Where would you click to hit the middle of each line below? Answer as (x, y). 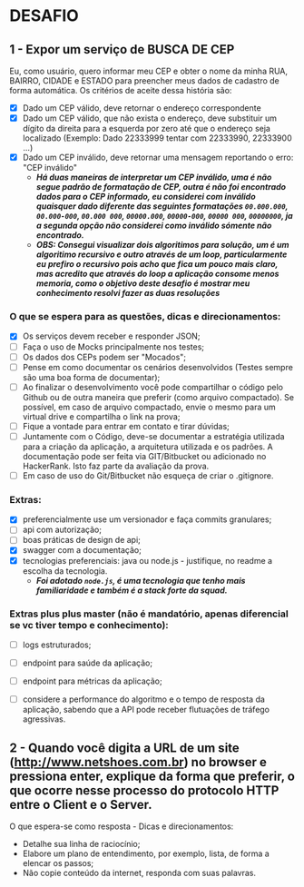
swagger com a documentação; (82, 550)
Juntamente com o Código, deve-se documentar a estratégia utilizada (153, 436)
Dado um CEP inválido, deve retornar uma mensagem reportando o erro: (158, 158)
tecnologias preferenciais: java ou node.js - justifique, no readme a (147, 560)
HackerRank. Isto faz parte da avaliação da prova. (116, 466)
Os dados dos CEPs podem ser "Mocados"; (104, 357)
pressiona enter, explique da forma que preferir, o (152, 776)
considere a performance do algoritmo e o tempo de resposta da (144, 699)
